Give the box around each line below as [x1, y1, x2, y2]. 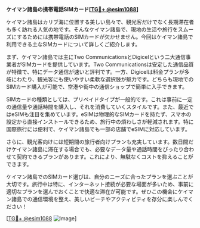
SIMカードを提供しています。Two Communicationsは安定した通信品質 [21, 61, 194, 68]
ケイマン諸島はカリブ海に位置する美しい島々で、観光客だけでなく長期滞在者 [6, 18, 195, 26]
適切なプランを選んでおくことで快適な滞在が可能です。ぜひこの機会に [6, 188, 178, 195]
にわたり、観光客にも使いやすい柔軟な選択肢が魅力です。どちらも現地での [11, 76, 194, 83]
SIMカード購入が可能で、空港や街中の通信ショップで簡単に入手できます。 [6, 83, 188, 90]
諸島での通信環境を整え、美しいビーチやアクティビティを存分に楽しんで [11, 196, 188, 202]
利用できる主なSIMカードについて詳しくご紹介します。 [6, 41, 141, 48]
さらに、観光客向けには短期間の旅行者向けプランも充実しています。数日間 [6, 138, 189, 145]
